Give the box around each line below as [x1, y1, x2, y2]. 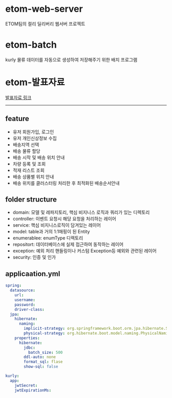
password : [14, 302, 36, 307]
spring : [5, 283, 22, 288]
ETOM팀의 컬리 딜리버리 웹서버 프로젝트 [5, 21, 85, 27]
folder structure [5, 195, 57, 204]
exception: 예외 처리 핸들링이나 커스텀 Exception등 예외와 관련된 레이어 [12, 248, 157, 254]
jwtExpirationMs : [14, 388, 52, 393]
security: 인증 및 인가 [12, 254, 56, 261]
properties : [14, 335, 40, 341]
